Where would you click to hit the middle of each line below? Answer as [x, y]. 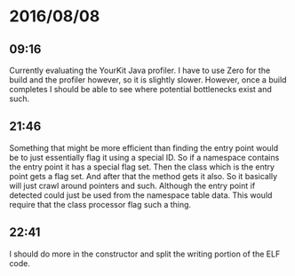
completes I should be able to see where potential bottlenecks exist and [141, 89]
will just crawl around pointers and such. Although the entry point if [132, 185]
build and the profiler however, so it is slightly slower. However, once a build [148, 80]
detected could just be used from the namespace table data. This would [141, 195]
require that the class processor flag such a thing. [100, 204]
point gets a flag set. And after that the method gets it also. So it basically [144, 176]
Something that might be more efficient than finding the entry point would [144, 147]
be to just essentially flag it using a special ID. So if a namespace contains [144, 157]
